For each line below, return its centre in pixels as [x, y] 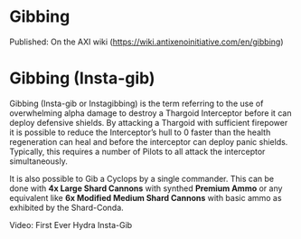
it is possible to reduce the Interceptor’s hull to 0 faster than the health [140, 132]
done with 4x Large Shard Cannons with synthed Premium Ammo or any [146, 188]
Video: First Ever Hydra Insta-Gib [71, 225]
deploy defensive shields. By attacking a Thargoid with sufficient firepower [149, 122]
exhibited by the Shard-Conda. [66, 207]
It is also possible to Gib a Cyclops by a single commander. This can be [141, 178]
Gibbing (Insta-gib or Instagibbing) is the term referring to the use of [136, 103]
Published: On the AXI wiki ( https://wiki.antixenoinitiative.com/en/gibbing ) [146, 42]
